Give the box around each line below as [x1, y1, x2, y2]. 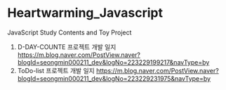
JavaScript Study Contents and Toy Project [7, 28, 132, 37]
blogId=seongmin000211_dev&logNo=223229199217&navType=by [17, 58, 210, 66]
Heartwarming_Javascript [7, 5, 164, 21]
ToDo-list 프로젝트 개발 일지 [17, 66, 95, 75]
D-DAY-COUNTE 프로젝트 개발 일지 [17, 42, 117, 51]
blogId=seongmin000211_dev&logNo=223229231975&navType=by [17, 74, 211, 82]
